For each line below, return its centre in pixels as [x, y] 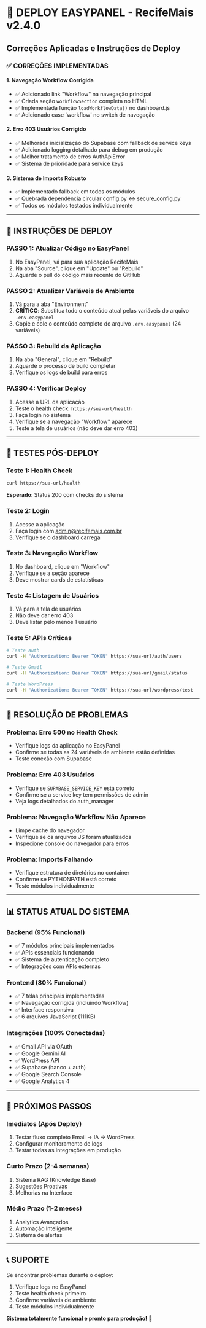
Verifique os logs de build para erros [61, 373]
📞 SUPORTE [28, 1260]
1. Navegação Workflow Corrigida [50, 80]
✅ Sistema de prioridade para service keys [69, 163]
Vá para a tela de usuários [48, 609]
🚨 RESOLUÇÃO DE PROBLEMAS [67, 715]
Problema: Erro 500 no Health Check [62, 732]
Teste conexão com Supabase [53, 759]
